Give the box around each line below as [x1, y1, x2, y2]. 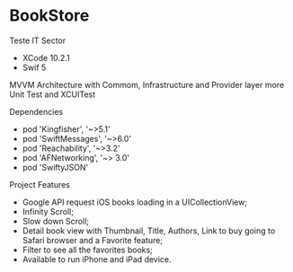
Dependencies [9, 106, 64, 117]
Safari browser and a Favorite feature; [22, 234, 164, 245]
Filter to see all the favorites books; [22, 244, 153, 255]
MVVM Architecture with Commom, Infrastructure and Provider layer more [9, 79, 285, 90]
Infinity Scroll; [22, 206, 75, 216]
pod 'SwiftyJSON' [22, 162, 89, 172]
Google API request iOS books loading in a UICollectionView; [22, 197, 248, 207]
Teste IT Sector [9, 35, 67, 46]
